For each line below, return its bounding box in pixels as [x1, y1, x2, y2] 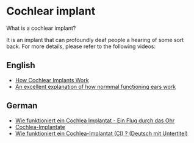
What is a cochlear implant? [6, 24, 76, 32]
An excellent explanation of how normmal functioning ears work [15, 83, 176, 90]
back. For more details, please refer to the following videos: [6, 43, 156, 50]
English [6, 60, 35, 71]
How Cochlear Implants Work [15, 76, 89, 83]
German [6, 100, 38, 111]
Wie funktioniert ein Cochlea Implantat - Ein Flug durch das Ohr [15, 117, 175, 124]
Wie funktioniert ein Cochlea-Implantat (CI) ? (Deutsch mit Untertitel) [15, 130, 188, 137]
